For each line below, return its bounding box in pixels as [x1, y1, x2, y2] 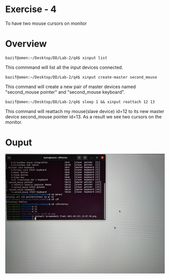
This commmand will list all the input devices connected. [5, 64, 123, 70]
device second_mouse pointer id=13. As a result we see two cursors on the [5, 113, 162, 119]
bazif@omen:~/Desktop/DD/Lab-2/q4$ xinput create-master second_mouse [5, 74, 157, 79]
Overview [5, 38, 47, 50]
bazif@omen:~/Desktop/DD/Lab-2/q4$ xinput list [5, 55, 108, 60]
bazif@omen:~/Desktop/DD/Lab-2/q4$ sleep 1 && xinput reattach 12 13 [5, 99, 155, 104]
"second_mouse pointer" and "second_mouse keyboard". [5, 89, 125, 95]
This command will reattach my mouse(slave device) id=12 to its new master [5, 108, 164, 114]
